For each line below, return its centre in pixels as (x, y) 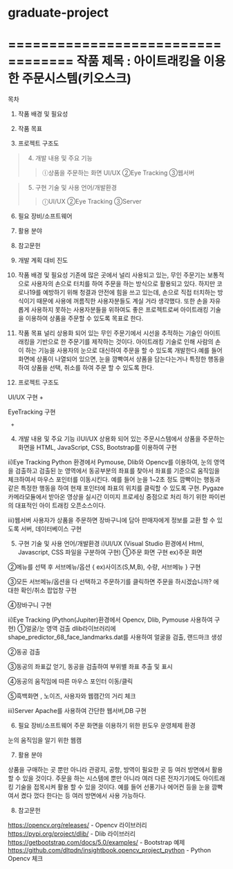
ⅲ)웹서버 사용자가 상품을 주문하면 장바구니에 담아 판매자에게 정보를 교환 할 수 (112, 520)
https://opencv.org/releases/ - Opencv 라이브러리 (77, 825)
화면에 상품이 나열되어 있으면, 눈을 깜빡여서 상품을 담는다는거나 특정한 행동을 (121, 359)
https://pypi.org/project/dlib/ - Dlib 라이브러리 (72, 834)
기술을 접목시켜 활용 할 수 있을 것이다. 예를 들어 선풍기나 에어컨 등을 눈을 (112, 787)
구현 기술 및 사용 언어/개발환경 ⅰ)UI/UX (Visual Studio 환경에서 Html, (111, 544)
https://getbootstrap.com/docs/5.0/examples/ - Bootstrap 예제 (96, 843)
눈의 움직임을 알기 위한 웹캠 (45, 740)
